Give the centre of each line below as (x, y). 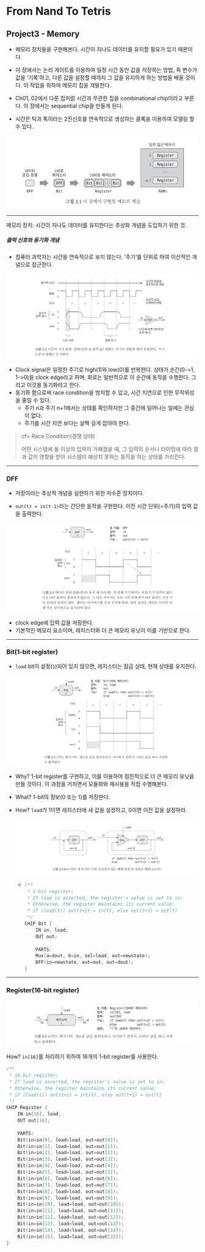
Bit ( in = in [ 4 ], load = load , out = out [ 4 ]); (68, 1166)
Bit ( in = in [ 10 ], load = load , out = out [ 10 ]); (71, 1204)
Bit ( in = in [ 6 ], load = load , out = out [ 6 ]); (68, 1179)
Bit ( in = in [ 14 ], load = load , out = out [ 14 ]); (71, 1230)
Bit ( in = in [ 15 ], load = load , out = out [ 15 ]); (71, 1237)
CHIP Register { (27, 1108)
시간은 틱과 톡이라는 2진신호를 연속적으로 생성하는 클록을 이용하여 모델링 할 (105, 119)
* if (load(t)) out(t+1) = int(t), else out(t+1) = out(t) (86, 1095)
